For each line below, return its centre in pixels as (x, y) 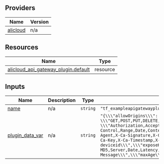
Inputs (15, 87)
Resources (22, 48)
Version (39, 21)
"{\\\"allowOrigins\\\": (129, 116)
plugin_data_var (25, 135)
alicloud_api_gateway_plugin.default (49, 69)
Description (62, 101)
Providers (20, 8)
